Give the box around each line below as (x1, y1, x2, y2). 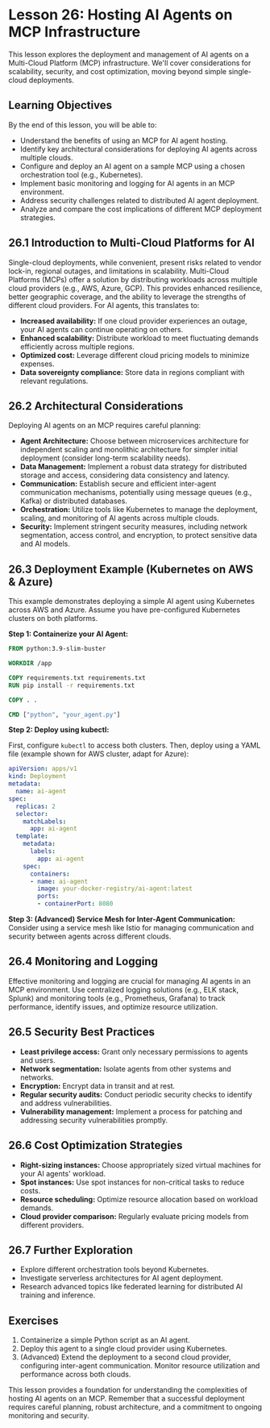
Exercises (8, 1314, 59, 1327)
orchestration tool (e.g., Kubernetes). (19, 169, 143, 179)
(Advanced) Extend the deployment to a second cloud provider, (19, 1352, 231, 1362)
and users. (19, 1055, 56, 1065)
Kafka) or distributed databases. (19, 496, 127, 506)
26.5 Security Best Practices (8, 1026, 156, 1039)
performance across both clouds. (19, 1369, 131, 1380)
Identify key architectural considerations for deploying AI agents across (19, 144, 258, 154)
